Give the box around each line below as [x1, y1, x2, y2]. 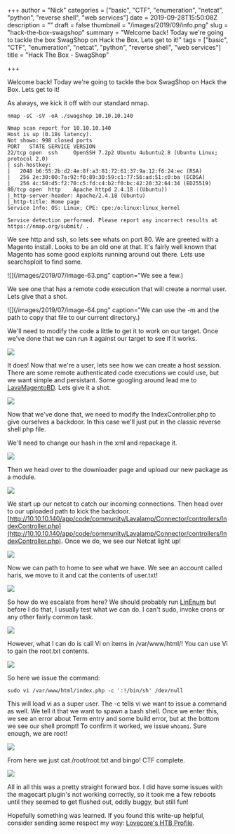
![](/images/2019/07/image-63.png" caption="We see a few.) [7, 271, 184, 279]
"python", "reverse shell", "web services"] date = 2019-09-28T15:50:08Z [7, 13, 218, 22]
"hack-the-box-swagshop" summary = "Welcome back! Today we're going [7, 28, 224, 36]
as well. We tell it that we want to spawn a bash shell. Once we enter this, [7, 707, 219, 715]
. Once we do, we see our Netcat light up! [60, 537, 181, 545]
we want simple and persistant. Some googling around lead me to [7, 376, 197, 384]
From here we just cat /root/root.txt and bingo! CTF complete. [7, 756, 186, 764]
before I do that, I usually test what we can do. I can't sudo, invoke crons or [7, 605, 225, 613]
